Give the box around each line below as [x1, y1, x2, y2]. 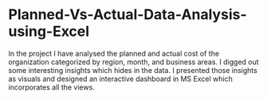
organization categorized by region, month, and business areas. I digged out [8, 57, 259, 67]
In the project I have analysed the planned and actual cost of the [8, 48, 220, 58]
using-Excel [8, 22, 90, 40]
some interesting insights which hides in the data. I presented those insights [8, 65, 257, 75]
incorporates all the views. [8, 82, 96, 92]
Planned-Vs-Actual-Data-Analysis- [8, 6, 247, 24]
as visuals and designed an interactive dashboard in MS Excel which [8, 74, 233, 83]
